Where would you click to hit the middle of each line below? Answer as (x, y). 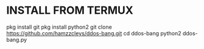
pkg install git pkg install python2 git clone (59, 27)
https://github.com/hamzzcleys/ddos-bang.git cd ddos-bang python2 (94, 33)
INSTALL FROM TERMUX (70, 10)
